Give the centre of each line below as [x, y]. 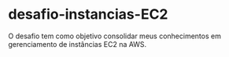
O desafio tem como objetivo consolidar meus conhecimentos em [115, 36]
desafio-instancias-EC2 [88, 14]
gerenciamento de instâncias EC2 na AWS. [78, 44]
